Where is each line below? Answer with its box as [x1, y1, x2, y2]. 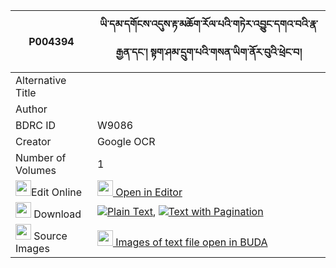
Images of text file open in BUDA [115, 235, 268, 249]
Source [33, 229, 68, 243]
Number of [15, 151, 67, 164]
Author [15, 102, 48, 116]
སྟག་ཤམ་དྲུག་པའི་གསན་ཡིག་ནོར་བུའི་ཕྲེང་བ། [149, 45, 303, 59]
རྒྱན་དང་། [115, 45, 148, 59]
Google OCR [96, 135, 156, 148]
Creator [15, 135, 52, 148]
